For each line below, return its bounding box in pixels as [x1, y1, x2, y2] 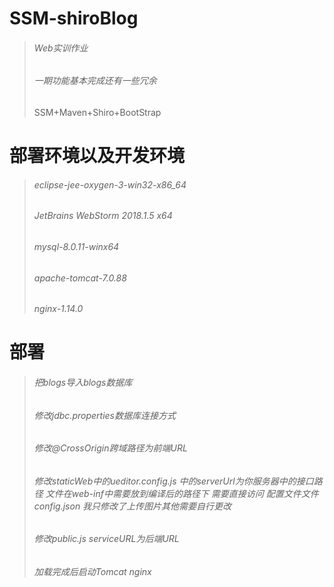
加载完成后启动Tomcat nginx [33, 566, 152, 578]
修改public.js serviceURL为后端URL [33, 533, 180, 545]
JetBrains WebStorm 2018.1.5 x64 [33, 210, 173, 222]
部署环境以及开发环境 [9, 145, 186, 167]
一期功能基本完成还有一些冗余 [33, 75, 157, 87]
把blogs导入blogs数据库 [33, 377, 133, 388]
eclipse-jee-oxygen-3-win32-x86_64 [33, 178, 187, 191]
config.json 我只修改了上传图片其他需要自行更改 [33, 500, 232, 512]
